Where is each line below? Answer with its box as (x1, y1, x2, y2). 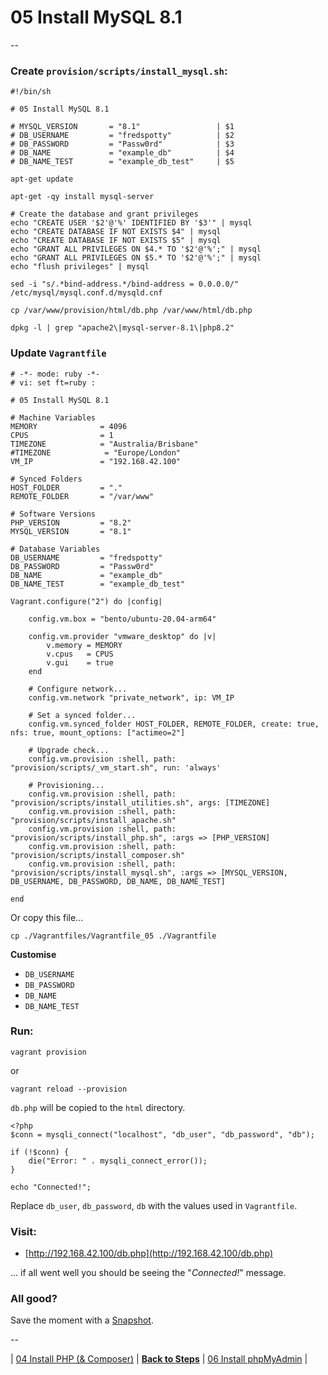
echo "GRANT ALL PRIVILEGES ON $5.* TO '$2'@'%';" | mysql (10, 253, 262, 263)
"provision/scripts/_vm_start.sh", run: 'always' (10, 762, 222, 773)
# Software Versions (10, 509, 97, 519)
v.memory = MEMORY (46, 640, 123, 650)
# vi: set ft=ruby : (10, 377, 97, 388)
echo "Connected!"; (10, 1182, 92, 1192)
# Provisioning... (28, 780, 105, 790)
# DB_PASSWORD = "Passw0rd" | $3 (10, 139, 235, 150)
